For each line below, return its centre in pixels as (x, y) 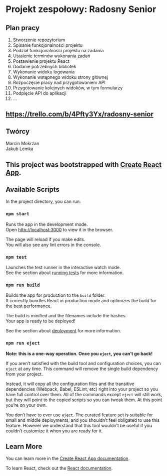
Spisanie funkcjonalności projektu (48, 45)
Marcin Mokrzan (22, 144)
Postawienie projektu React (41, 61)
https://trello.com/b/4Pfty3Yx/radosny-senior (80, 114)
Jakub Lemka (20, 149)
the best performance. (29, 306)
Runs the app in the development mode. (47, 224)
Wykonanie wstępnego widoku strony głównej (60, 77)
